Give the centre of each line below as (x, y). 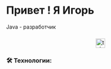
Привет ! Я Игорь (50, 10)
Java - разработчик (31, 27)
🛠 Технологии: (29, 60)
